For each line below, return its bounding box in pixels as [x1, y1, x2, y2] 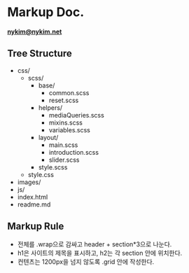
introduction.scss [48, 148, 99, 156]
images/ [17, 178, 41, 186]
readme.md [17, 200, 51, 209]
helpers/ [38, 103, 63, 112]
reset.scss [48, 96, 79, 104]
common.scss [48, 88, 90, 97]
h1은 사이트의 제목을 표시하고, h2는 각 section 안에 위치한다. [17, 248, 183, 257]
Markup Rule [7, 220, 64, 232]
